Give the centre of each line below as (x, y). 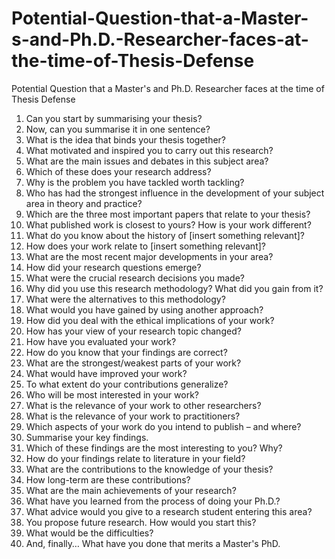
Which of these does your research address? (118, 171)
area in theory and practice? (84, 203)
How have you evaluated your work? (101, 341)
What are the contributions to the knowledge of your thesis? (149, 469)
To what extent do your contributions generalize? (127, 384)
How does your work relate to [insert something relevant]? (145, 246)
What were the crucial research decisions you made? (135, 278)
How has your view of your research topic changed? (133, 331)
